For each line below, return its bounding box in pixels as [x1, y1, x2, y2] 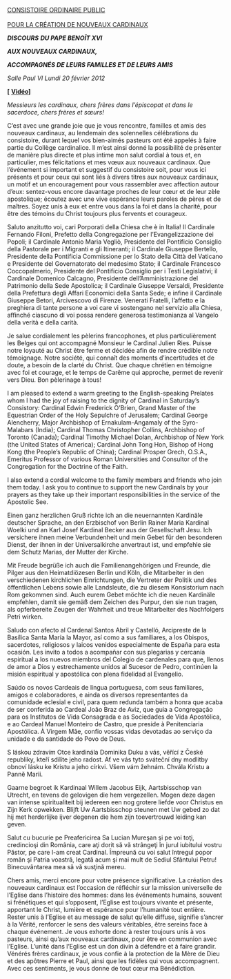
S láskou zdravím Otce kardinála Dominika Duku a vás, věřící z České [7, 748, 203, 756]
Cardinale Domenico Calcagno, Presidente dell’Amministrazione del [7, 274, 199, 282]
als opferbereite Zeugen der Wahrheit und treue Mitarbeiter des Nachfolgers [7, 605, 224, 613]
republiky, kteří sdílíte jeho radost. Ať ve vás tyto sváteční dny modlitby [7, 755, 208, 764]
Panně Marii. [7, 770, 43, 778]
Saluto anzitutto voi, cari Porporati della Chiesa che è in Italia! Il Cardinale [7, 223, 215, 231]
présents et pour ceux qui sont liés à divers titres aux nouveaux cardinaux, [7, 173, 219, 181]
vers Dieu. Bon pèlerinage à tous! [7, 376, 102, 384]
